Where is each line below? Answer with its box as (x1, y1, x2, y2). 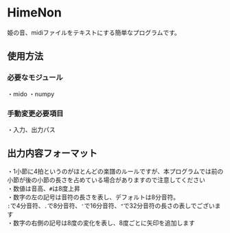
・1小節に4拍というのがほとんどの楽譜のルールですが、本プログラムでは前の (7, 167, 224, 175)
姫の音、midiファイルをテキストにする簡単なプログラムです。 (7, 28, 181, 36)
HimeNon (7, 5, 62, 21)
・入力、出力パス (7, 125, 56, 133)
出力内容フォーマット (7, 148, 97, 159)
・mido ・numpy (7, 89, 55, 98)
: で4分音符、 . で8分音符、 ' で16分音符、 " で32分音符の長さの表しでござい (7, 201, 215, 210)
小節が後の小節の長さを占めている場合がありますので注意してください (7, 175, 206, 184)
